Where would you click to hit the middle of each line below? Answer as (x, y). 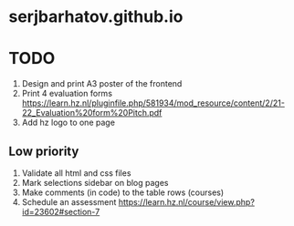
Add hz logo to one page (68, 123)
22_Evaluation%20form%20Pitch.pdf (92, 113)
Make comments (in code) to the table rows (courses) (123, 192)
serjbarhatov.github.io (96, 17)
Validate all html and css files (76, 173)
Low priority (44, 151)
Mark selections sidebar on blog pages (95, 182)
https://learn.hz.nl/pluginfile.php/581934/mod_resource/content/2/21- (153, 103)
